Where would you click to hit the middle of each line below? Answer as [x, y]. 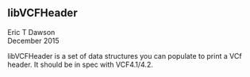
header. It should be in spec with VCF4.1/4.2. [81, 64]
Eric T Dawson [31, 32]
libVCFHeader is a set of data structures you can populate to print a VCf [125, 56]
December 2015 [34, 40]
